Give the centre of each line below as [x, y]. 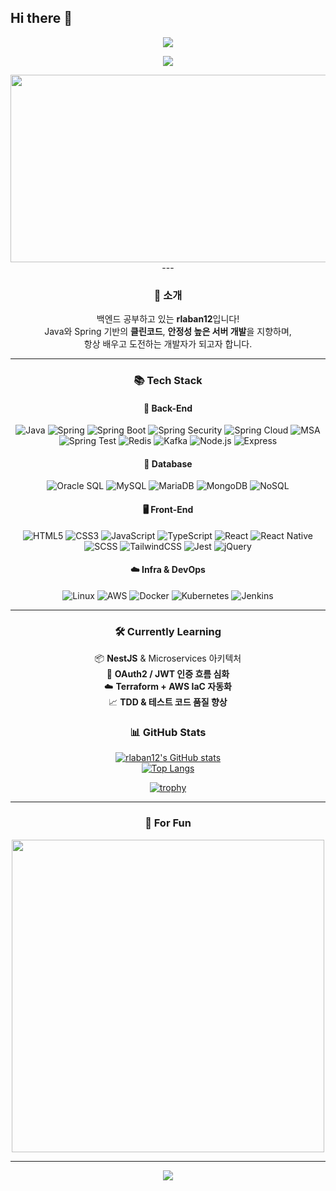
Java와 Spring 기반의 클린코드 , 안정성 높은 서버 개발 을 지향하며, [168, 332]
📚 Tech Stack [168, 381]
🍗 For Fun [168, 823]
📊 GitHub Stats [168, 733]
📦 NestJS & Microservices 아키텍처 [168, 658]
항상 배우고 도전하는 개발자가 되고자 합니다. [168, 344]
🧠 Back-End [168, 408]
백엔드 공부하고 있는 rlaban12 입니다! [168, 319]
